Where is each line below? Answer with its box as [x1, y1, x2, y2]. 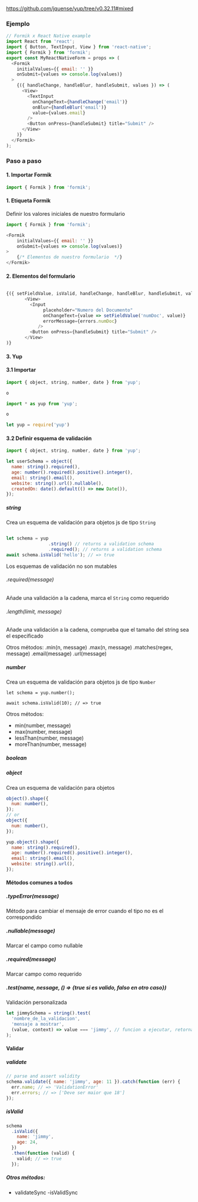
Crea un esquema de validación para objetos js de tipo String [6, 519, 156, 526]
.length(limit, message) [6, 607, 62, 615]
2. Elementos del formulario [6, 272, 75, 280]
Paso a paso [6, 156, 42, 165]
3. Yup [6, 353, 22, 360]
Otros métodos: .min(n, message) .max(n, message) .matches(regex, [6, 644, 173, 651]
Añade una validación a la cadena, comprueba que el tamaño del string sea [6, 626, 189, 633]
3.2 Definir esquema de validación [6, 435, 93, 442]
